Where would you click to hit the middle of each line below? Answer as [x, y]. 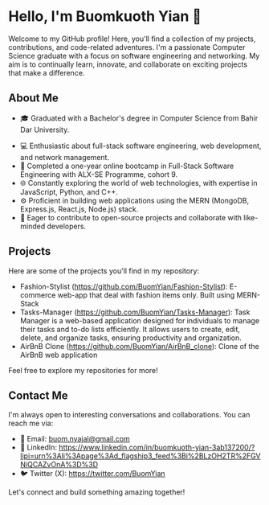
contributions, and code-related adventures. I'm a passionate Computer [127, 47]
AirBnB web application [59, 355]
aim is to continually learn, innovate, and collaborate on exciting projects [128, 64]
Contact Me [38, 395]
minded [33, 226]
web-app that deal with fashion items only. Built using [146, 295]
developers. [67, 226]
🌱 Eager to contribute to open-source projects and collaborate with [131, 217]
